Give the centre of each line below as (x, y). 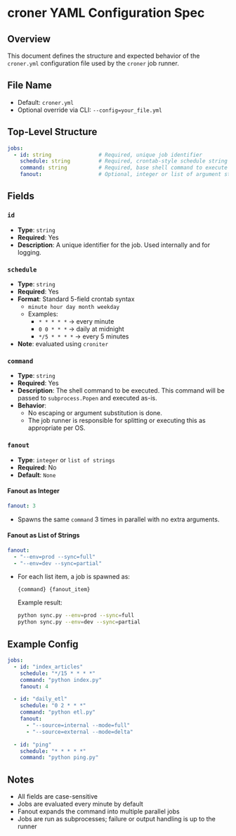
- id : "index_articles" (48, 666)
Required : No (37, 467)
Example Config (43, 644)
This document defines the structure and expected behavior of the (104, 56)
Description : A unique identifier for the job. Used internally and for (114, 245)
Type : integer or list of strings (66, 460)
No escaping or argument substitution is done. (95, 413)
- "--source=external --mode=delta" (79, 732)
